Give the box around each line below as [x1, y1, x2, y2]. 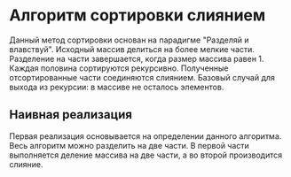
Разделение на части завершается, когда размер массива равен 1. [9, 53, 264, 64]
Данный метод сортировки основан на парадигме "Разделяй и [9, 35, 249, 45]
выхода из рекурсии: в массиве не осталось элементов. [9, 81, 224, 92]
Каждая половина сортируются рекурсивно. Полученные [9, 63, 229, 73]
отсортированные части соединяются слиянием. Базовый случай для [9, 72, 275, 82]
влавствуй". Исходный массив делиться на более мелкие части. [9, 43, 256, 54]
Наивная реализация [9, 107, 133, 122]
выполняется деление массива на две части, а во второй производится [9, 150, 283, 160]
